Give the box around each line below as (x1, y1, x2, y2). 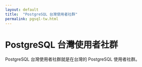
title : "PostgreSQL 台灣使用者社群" (5, 12, 78, 17)
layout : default (5, 7, 39, 12)
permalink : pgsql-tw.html (5, 16, 58, 21)
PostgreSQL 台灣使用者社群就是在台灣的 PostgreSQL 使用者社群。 (5, 56, 140, 62)
